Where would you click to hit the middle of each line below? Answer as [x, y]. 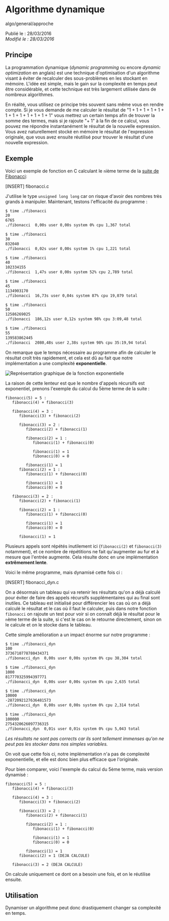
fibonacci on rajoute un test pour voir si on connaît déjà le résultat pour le [83, 614]
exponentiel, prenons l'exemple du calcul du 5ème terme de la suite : [78, 388]
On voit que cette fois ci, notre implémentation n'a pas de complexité [78, 754]
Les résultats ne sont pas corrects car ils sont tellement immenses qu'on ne [85, 738]
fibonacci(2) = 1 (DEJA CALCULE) [54, 856]
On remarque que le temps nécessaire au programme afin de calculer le [81, 352]
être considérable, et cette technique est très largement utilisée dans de [81, 89]
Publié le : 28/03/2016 [29, 33]
